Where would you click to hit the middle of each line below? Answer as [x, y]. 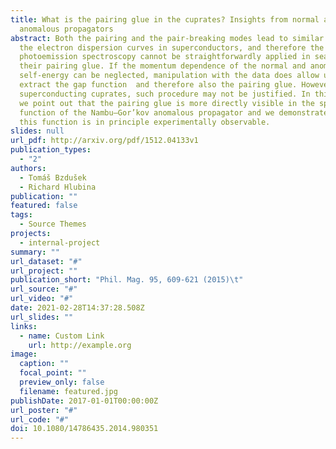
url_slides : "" [42, 317]
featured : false [44, 206]
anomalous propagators [66, 29]
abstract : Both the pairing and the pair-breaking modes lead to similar [167, 38]
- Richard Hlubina [58, 187]
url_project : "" [44, 271]
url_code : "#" [40, 419]
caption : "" [44, 364]
